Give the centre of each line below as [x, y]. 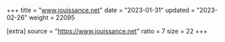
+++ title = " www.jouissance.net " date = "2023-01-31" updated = [101, 10]
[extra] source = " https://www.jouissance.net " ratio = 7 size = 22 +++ [107, 31]
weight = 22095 [52, 17]
